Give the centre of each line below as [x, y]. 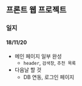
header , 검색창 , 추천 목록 [49, 63]
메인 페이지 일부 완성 [38, 56]
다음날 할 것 [28, 70]
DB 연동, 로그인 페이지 [49, 77]
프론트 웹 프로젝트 [36, 10]
